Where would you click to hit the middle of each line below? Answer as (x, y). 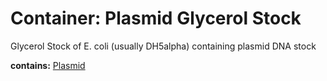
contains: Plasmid (48, 65)
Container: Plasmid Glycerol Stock (156, 18)
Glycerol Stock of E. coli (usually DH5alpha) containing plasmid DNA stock (163, 46)
